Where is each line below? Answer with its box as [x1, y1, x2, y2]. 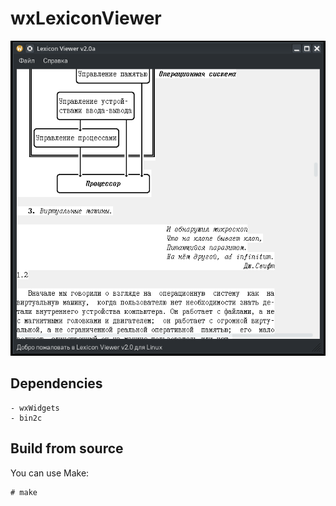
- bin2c [10, 413, 43, 423]
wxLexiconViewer [10, 7, 162, 30]
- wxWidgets [10, 403, 60, 413]
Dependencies [10, 375, 103, 392]
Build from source [10, 440, 124, 457]
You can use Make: [10, 467, 90, 479]
